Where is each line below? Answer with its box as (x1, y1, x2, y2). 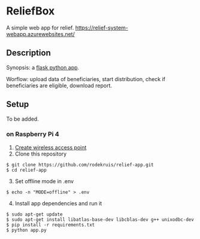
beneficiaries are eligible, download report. (6, 82, 113, 89)
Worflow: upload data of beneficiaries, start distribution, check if (6, 75, 166, 82)
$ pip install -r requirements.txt (6, 222, 95, 228)
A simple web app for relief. (6, 24, 74, 31)
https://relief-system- (75, 24, 129, 31)
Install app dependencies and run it (14, 199, 102, 207)
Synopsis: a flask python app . (6, 64, 80, 71)
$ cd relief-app (6, 167, 47, 173)
